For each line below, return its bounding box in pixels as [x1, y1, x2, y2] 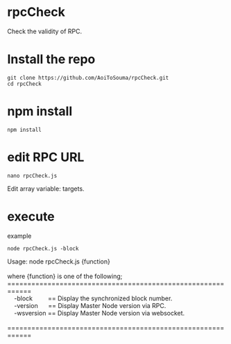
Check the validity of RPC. [7, 27, 83, 35]
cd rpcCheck [7, 80, 42, 87]
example [7, 232, 32, 240]
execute [7, 209, 55, 224]
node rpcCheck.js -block [7, 245, 79, 252]
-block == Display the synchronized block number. [13, 294, 173, 302]
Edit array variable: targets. [7, 184, 85, 193]
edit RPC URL [7, 150, 85, 165]
